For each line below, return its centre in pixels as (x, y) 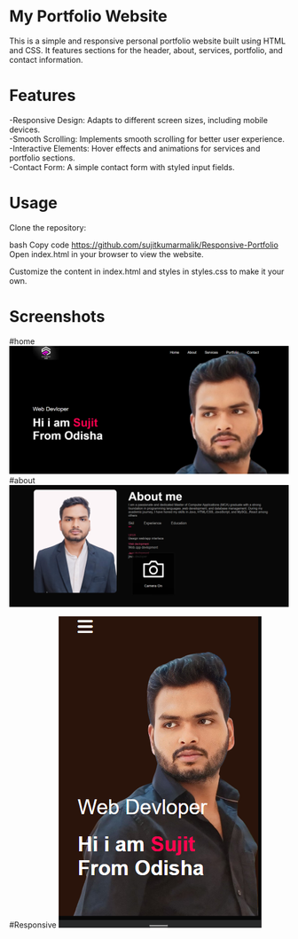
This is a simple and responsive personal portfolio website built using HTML (148, 41)
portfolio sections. (42, 158)
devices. (25, 129)
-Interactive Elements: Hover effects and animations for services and (135, 148)
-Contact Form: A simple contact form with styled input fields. (122, 167)
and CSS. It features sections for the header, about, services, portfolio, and (146, 50)
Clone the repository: (48, 227)
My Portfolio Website (88, 16)
